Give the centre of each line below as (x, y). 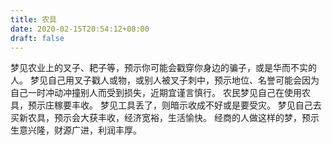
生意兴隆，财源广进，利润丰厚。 (76, 130)
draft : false (37, 38)
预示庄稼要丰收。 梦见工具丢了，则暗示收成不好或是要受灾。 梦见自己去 (174, 105)
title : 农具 (33, 19)
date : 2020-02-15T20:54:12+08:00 (80, 29)
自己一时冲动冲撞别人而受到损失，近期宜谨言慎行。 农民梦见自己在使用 (156, 93)
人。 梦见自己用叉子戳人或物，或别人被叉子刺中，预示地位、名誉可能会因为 (165, 80)
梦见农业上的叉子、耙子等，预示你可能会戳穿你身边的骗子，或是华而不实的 (163, 68)
